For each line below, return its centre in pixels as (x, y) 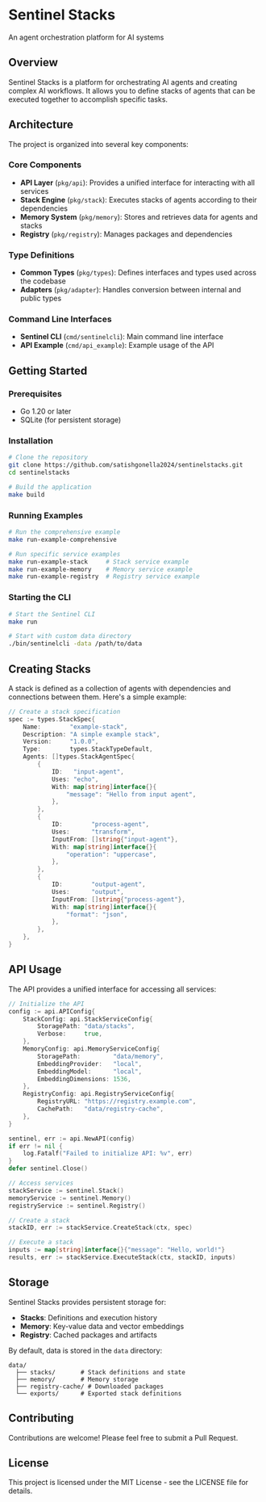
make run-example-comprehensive (62, 539)
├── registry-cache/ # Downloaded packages (89, 1387)
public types (41, 298)
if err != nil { (35, 1146)
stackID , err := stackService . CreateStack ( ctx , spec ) (101, 1228)
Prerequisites (35, 393)
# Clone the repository (48, 458)
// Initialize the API (46, 1004)
